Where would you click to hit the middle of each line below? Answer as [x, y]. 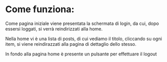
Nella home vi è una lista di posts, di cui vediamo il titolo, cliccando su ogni [83, 39]
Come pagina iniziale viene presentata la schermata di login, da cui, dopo [82, 23]
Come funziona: [40, 9]
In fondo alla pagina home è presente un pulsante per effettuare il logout [81, 54]
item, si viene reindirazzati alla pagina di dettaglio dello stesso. [71, 44]
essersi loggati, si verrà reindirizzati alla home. [54, 28]
